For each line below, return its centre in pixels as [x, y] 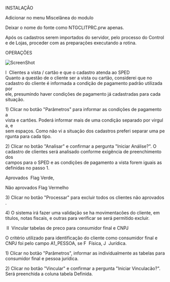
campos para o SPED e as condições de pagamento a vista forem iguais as [84, 162]
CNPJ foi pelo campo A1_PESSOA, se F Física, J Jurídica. [66, 243]
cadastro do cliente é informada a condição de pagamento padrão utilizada [84, 83]
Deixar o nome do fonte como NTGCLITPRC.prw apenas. [65, 27]
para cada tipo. [36, 136]
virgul [157, 120]
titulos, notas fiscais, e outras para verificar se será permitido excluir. [77, 218]
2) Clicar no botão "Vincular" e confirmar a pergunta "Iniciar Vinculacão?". [83, 268]
